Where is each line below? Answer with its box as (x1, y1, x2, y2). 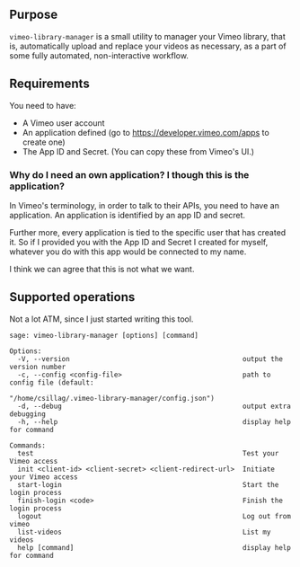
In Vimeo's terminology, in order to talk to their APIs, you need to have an (9, 199, 280, 210)
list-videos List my (17, 527, 271, 536)
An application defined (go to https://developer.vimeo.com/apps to (22, 127, 269, 137)
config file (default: (9, 377, 94, 387)
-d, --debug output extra (17, 402, 292, 411)
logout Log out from (17, 511, 292, 520)
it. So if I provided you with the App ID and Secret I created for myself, (9, 236, 269, 247)
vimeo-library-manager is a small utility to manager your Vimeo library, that (9, 31, 286, 41)
